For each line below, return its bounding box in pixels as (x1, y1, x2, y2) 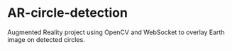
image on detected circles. (7, 35, 85, 43)
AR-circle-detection (7, 5, 128, 21)
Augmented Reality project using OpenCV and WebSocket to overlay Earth (7, 28, 225, 36)
